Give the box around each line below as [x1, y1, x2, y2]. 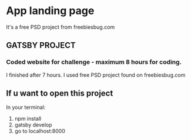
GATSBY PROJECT [6, 40, 76, 50]
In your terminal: [6, 104, 46, 111]
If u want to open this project [6, 88, 113, 98]
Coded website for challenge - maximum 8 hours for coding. [6, 58, 182, 66]
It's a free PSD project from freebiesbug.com [6, 23, 115, 30]
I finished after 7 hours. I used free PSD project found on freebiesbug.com [6, 71, 186, 78]
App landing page [6, 4, 95, 18]
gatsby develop [14, 121, 52, 128]
